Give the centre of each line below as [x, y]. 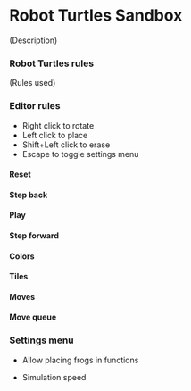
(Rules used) [33, 83]
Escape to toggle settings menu [80, 154]
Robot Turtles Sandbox [96, 16]
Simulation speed [54, 377]
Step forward [34, 235]
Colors [22, 256]
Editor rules [35, 106]
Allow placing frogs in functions [80, 360]
